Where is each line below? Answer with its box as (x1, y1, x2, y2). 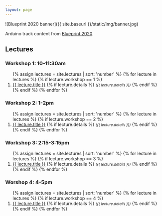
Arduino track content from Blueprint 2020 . (5, 30, 94, 36)
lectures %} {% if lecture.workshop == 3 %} (12, 155, 104, 162)
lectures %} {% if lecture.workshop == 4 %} (12, 195, 104, 202)
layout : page (5, 7, 32, 12)
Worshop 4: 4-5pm (5, 179, 52, 186)
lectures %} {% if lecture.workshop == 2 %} (12, 116, 104, 122)
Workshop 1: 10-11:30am (5, 60, 66, 67)
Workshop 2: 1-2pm (5, 100, 54, 107)
